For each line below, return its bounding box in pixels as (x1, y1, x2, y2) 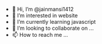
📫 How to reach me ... (11, 32, 68, 38)
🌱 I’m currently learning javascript (11, 18, 96, 25)
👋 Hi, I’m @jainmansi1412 (11, 6, 74, 12)
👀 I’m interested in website (11, 12, 78, 19)
